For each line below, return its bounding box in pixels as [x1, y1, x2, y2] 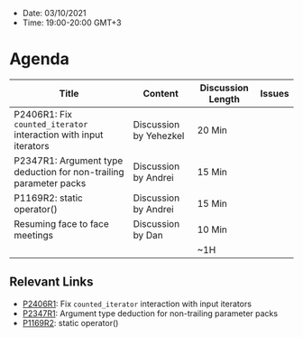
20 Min [197, 124, 228, 136]
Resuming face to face [14, 217, 110, 229]
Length [208, 92, 241, 105]
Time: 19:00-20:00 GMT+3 [22, 17, 122, 28]
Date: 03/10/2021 [22, 8, 87, 18]
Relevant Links [9, 275, 94, 290]
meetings [14, 229, 54, 241]
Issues [260, 87, 289, 99]
